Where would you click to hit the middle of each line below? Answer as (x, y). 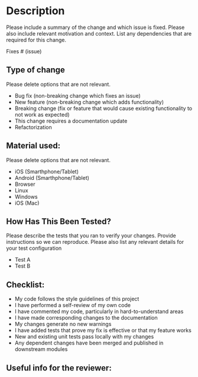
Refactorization (33, 127)
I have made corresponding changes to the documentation (86, 318)
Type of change (35, 70)
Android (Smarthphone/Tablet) (52, 178)
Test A (22, 260)
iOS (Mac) (27, 203)
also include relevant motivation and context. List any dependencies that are (99, 33)
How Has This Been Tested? (59, 221)
